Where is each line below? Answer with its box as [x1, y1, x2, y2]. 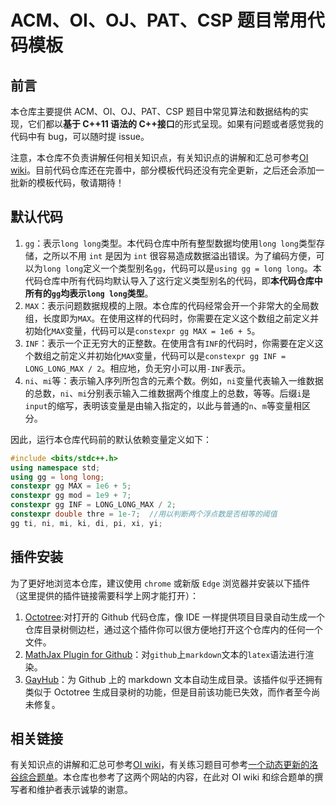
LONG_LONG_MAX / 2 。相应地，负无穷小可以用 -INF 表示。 [24, 362, 252, 374]
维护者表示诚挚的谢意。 [36, 784, 133, 796]
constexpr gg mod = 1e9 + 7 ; [10, 491, 132, 501]
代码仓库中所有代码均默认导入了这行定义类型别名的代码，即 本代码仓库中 [24, 274, 323, 286]
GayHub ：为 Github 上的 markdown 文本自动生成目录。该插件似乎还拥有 [24, 673, 323, 685]
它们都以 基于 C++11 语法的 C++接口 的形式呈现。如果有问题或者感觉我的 [27, 118, 324, 130]
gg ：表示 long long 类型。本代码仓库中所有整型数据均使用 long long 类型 [24, 237, 317, 249]
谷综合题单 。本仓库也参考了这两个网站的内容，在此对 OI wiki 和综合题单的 [10, 771, 315, 783]
